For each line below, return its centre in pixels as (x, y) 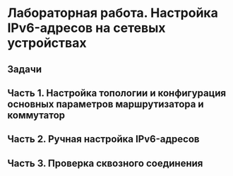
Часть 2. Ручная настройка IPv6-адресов (103, 139)
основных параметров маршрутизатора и (106, 104)
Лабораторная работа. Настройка (113, 13)
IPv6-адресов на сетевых (86, 28)
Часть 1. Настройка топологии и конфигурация (117, 93)
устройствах (47, 43)
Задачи (25, 69)
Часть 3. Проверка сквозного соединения (105, 163)
